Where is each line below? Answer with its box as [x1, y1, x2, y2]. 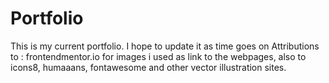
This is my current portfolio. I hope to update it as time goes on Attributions [10, 40, 320, 52]
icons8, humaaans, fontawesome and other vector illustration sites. [10, 61, 287, 73]
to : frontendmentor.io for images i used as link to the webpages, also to [10, 50, 307, 62]
